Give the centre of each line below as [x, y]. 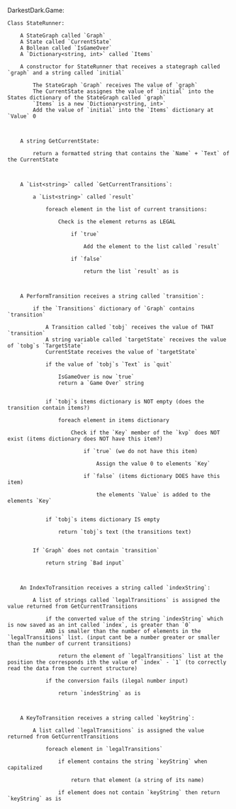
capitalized [25, 768]
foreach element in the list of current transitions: [126, 209]
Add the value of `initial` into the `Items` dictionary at [123, 110]
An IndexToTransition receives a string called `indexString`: [116, 588]
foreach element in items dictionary [114, 420]
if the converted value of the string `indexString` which [134, 619]
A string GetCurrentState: [60, 141]
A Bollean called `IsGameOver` [66, 48]
